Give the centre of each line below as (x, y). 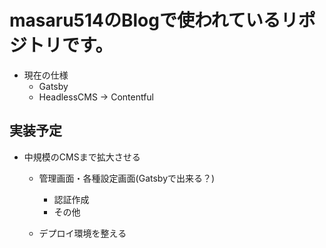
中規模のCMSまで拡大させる (82, 157)
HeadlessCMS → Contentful (96, 97)
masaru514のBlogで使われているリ (154, 20)
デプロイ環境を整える (82, 233)
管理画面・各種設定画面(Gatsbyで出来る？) (127, 178)
